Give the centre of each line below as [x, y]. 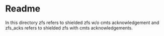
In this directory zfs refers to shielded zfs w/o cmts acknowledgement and [82, 22]
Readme [23, 9]
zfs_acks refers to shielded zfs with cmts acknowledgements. [69, 27]
